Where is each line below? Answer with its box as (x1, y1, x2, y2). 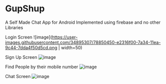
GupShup (5, 3, 45, 14)
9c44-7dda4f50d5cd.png (5, 44, 58, 50)
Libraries (5, 24, 23, 30)
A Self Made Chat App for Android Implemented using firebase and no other (5, 19, 161, 25)
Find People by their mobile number (5, 64, 79, 70)
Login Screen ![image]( (5, 34, 52, 40)
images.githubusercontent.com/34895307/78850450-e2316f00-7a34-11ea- (5, 39, 161, 45)
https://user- (52, 34, 78, 40)
